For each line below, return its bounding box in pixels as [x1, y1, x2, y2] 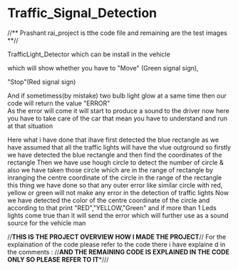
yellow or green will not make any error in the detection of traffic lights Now [7, 188, 229, 197]
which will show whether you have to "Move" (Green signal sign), [7, 63, 199, 72]
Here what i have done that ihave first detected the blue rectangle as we [7, 135, 219, 144]
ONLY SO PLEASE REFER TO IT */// [7, 255, 109, 264]
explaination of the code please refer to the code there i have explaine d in [7, 240, 226, 249]
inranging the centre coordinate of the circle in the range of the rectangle [7, 173, 222, 182]
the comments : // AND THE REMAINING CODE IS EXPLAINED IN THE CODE [7, 247, 230, 256]
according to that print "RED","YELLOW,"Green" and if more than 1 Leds [7, 203, 217, 212]
